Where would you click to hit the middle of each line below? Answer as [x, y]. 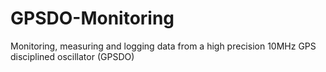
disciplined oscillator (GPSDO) [72, 56]
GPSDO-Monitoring [92, 18]
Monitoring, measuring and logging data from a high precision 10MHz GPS [163, 46]
